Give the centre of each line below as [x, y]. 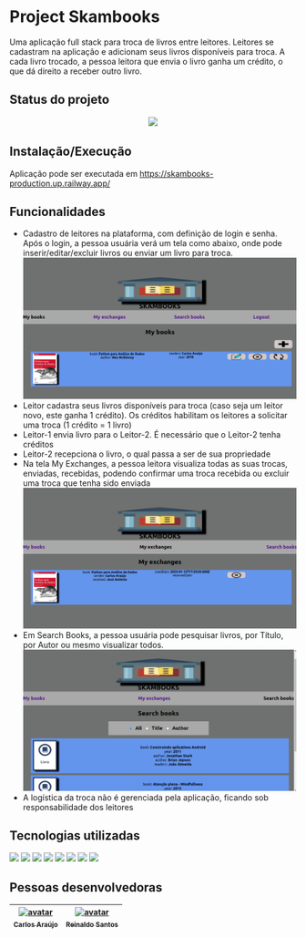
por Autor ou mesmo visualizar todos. [93, 645]
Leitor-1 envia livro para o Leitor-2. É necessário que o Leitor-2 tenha [152, 434]
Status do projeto [60, 100]
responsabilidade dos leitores [78, 807]
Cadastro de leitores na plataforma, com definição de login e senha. [150, 233]
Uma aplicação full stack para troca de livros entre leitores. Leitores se [142, 42]
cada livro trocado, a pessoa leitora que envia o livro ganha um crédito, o [147, 61]
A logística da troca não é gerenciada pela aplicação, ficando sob [145, 797]
